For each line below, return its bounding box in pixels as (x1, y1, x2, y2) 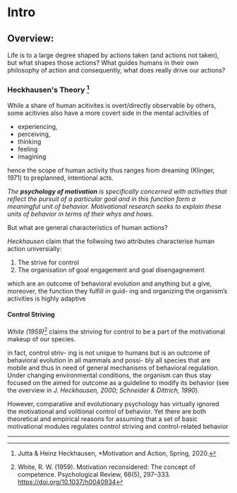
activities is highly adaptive (7, 294, 86, 303)
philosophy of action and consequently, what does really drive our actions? (7, 66, 226, 74)
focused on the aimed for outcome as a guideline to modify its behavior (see (7, 378, 229, 387)
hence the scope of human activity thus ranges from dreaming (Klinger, (7, 166, 215, 174)
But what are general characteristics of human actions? (7, 223, 168, 231)
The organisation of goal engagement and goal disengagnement (17, 265, 205, 274)
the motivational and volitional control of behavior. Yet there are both (7, 407, 207, 415)
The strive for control (17, 258, 80, 267)
